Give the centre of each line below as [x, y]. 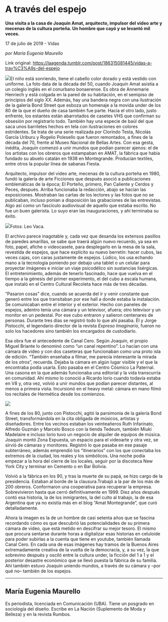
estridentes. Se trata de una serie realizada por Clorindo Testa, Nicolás [78, 132]
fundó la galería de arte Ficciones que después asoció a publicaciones [78, 178]
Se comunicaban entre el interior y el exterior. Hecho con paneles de [76, 304]
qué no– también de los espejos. [38, 571]
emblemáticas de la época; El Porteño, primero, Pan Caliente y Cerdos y [79, 184]
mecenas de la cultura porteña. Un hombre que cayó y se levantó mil [78, 28]
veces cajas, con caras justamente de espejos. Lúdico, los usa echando [79, 257]
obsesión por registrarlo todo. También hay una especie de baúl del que [79, 121]
